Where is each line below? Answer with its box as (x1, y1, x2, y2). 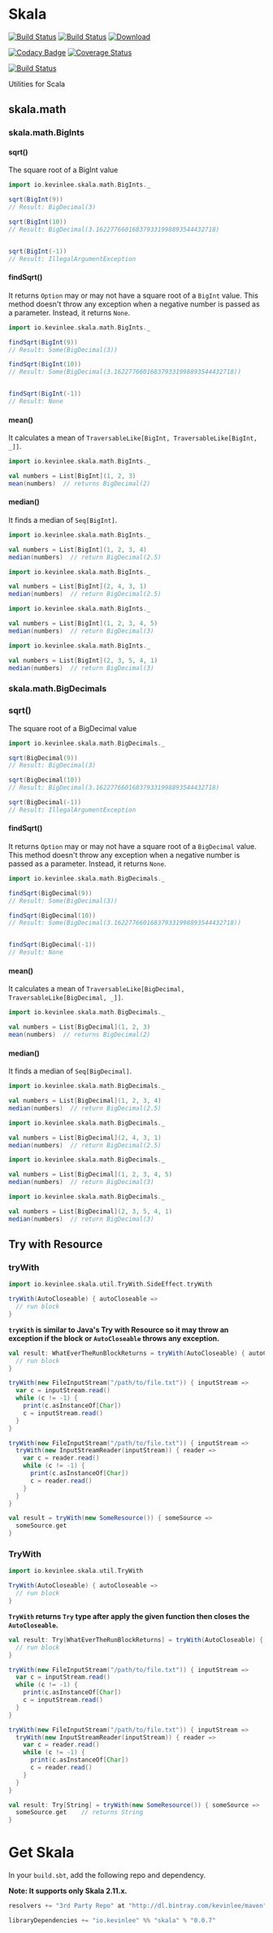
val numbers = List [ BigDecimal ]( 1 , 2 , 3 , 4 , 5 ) (8, 1170, 173, 1179)
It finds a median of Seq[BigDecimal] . (8, 1066, 132, 1076)
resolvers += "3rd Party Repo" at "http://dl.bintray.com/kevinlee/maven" (8, 1902, 267, 1910)
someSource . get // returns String (15, 1809, 144, 1817)
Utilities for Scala (8, 79, 66, 89)
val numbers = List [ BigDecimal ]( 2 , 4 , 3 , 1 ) (8, 1134, 162, 1142)
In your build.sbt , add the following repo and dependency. (8, 1870, 206, 1880)
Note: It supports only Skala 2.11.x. (8, 1886, 128, 1896)
